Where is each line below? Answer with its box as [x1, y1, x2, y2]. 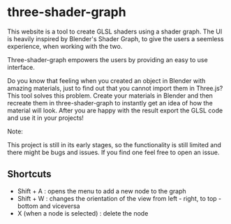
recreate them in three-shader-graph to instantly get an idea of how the [7, 98, 213, 107]
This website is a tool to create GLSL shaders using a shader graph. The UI [7, 27, 223, 36]
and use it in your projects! [7, 113, 84, 122]
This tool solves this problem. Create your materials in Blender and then [7, 91, 213, 100]
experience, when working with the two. [7, 42, 123, 50]
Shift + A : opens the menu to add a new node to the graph [17, 186, 186, 195]
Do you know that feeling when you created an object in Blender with [7, 76, 206, 84]
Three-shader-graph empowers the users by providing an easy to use [7, 55, 208, 64]
